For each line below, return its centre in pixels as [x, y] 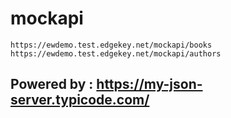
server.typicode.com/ [80, 100]
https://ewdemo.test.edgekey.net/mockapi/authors [116, 53]
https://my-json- [149, 84]
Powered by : [52, 84]
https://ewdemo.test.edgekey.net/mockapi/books [111, 45]
